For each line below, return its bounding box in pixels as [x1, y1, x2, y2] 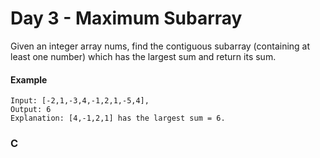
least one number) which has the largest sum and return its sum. [10, 50, 277, 62]
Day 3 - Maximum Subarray [10, 7, 243, 30]
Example [10, 73, 48, 86]
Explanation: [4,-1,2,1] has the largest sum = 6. [10, 113, 226, 124]
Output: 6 [10, 105, 52, 115]
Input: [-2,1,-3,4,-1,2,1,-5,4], [10, 96, 150, 106]
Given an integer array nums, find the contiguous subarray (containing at [10, 40, 311, 52]
